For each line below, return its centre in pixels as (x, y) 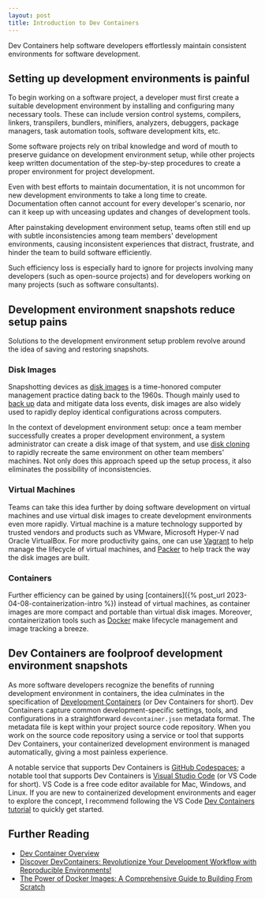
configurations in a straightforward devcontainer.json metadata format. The (131, 718)
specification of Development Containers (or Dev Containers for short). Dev (131, 702)
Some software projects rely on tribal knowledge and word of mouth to (123, 146)
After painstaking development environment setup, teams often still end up (129, 228)
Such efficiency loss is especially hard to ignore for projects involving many (131, 268)
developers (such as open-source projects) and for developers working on (129, 276)
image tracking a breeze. (49, 629)
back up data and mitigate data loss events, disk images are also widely (125, 404)
